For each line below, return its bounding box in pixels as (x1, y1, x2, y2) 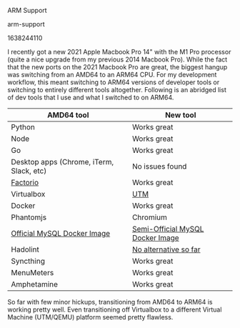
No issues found (131, 161, 187, 171)
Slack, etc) (11, 166, 47, 176)
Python (11, 122, 36, 131)
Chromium (131, 212, 168, 222)
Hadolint (11, 244, 39, 254)
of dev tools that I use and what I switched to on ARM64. (7, 93, 174, 101)
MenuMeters (11, 268, 54, 277)
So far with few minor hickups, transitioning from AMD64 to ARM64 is (7, 298, 213, 306)
